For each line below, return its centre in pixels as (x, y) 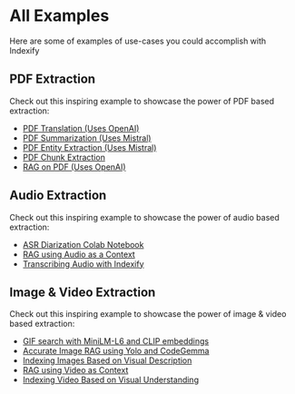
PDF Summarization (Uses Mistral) (87, 138)
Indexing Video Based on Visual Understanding (111, 380)
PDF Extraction (53, 79)
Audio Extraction (58, 196)
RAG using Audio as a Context (79, 254)
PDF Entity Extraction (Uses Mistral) (89, 147)
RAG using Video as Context (75, 370)
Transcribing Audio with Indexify (83, 263)
